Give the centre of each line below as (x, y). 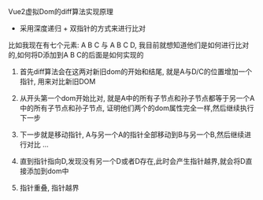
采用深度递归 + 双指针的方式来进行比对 (82, 28)
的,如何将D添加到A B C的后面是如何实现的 (76, 55)
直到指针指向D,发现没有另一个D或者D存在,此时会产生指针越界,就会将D (132, 161)
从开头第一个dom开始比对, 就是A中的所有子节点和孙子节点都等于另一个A (137, 98)
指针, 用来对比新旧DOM (57, 81)
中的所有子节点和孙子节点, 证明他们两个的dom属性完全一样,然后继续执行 (137, 108)
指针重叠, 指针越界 (49, 188)
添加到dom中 (48, 171)
